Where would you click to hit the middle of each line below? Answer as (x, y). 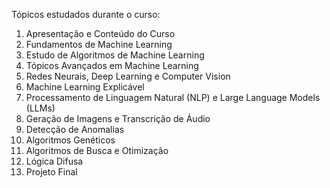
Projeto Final (51, 172)
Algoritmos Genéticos (70, 140)
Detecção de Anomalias (75, 129)
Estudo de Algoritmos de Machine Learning (115, 55)
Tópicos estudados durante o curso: (86, 14)
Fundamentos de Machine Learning (99, 44)
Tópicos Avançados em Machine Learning (112, 65)
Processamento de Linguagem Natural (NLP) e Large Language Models (173, 97)
